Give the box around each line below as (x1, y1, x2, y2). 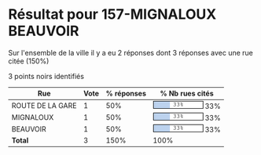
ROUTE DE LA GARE (11, 100, 77, 110)
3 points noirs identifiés (8, 71, 85, 81)
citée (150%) (8, 56, 50, 66)
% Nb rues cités (160, 88, 214, 99)
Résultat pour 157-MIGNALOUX (8, 5, 217, 23)
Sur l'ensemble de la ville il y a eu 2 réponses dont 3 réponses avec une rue (8, 48, 254, 57)
